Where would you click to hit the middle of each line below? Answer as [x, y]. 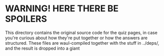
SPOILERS [26, 19]
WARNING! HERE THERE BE [62, 9]
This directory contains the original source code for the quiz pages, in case [81, 32]
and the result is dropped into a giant [43, 48]
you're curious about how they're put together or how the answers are [76, 38]
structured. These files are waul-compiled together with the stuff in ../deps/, [82, 43]
